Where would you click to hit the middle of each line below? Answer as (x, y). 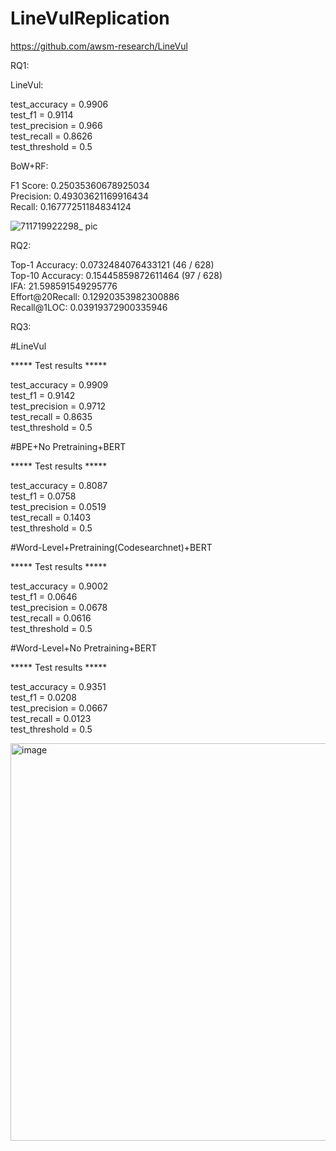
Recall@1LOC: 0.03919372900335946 (89, 307)
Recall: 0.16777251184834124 (71, 206)
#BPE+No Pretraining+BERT (68, 446)
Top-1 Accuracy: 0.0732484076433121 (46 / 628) (112, 264)
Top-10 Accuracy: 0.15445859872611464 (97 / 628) (116, 275)
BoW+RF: (29, 166)
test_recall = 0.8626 (51, 136)
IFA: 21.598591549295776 (64, 286)
